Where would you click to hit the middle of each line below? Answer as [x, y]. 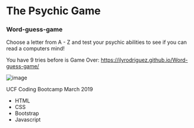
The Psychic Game [54, 11]
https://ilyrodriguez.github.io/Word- [145, 60]
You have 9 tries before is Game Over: [53, 60]
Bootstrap [27, 113]
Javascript [28, 120]
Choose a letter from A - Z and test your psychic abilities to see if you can [97, 42]
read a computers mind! [35, 49]
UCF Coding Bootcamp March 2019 [50, 89]
